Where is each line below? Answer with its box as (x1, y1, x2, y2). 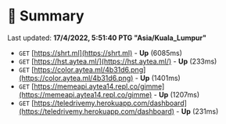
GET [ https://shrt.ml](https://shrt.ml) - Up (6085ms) (18, 48, 183, 57)
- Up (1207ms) (153, 89, 200, 99)
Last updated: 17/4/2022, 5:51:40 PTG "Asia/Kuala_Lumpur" (7, 33, 206, 42)
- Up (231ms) (176, 106, 219, 116)
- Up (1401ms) (135, 73, 181, 82)
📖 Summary (7, 7, 84, 25)
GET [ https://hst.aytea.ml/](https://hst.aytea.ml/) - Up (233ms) (18, 57, 217, 66)
